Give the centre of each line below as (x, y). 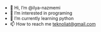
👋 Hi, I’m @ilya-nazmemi (35, 8)
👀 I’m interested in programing (41, 13)
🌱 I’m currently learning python (42, 18)
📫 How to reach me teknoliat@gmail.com (53, 24)
